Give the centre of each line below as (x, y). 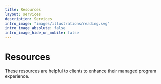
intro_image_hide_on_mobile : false (42, 33)
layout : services (23, 14)
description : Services (29, 19)
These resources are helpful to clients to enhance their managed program (81, 71)
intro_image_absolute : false (35, 28)
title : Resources (23, 10)
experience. (17, 76)
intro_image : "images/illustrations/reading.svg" (58, 23)
